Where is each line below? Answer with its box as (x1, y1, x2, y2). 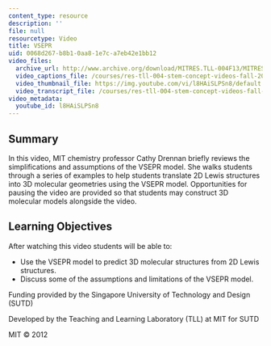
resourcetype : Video (8, 34, 78, 43)
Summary (8, 132, 59, 146)
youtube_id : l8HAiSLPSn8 (15, 102, 99, 110)
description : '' (8, 19, 63, 27)
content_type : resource (8, 11, 89, 20)
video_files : (8, 57, 52, 65)
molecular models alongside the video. (8, 196, 137, 206)
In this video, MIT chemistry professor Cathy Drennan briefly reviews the (8, 153, 250, 162)
